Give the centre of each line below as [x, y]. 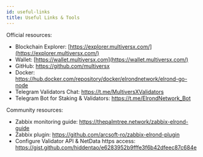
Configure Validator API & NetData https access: [75, 141]
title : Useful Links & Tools [43, 18]
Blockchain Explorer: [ [42, 47]
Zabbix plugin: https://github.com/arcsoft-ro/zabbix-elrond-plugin [97, 135]
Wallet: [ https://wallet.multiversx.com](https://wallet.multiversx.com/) [102, 59]
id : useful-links [28, 12]
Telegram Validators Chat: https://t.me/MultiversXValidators [89, 92]
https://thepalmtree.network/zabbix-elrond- [134, 121]
